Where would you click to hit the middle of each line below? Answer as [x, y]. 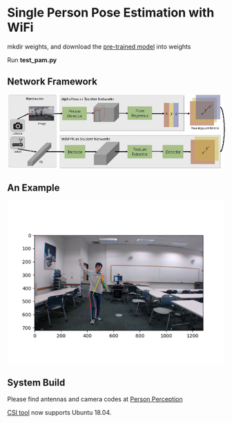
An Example [33, 188]
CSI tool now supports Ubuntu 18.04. [59, 413]
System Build [36, 383]
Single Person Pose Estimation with [111, 13]
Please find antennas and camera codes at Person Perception [95, 399]
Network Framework [52, 82]
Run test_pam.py [32, 59]
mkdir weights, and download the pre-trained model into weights [99, 46]
